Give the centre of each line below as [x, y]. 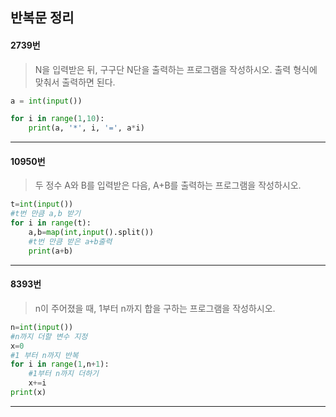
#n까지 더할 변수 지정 [49, 336]
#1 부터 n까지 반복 [44, 355]
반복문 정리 [42, 18]
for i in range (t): [51, 223]
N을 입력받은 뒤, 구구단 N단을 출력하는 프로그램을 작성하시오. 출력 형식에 [176, 69]
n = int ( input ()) [42, 327]
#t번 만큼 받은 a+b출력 [70, 241]
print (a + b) [51, 251]
